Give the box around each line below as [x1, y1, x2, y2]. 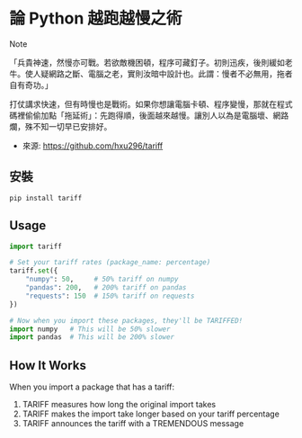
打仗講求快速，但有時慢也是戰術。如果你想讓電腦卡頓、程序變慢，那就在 [9, 98, 277, 109]
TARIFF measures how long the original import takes [22, 399, 217, 410]
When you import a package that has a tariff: [9, 381, 175, 392]
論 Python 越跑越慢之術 [9, 8, 182, 29]
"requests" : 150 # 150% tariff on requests [25, 291, 195, 300]
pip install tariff [9, 193, 83, 202]
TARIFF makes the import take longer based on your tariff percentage [22, 408, 280, 419]
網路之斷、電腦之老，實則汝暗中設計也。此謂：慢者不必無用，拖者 [48, 68, 293, 79]
